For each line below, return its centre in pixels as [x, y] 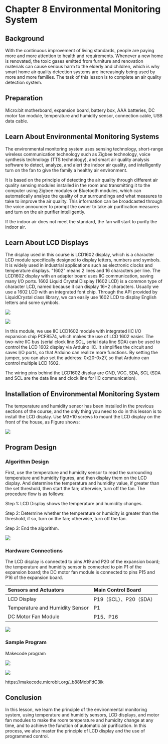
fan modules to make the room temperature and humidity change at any [79, 720]
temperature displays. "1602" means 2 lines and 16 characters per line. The [83, 271]
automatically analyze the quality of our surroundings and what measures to [84, 196]
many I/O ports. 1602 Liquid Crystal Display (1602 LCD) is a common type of [84, 281]
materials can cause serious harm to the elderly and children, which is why [82, 66]
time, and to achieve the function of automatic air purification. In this [76, 725]
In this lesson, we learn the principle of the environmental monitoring [76, 710]
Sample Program [26, 642]
